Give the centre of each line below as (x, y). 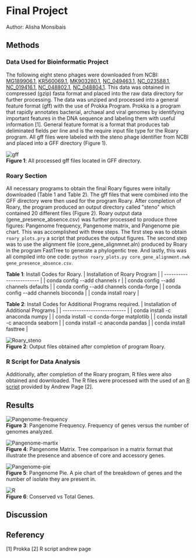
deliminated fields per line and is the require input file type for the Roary (92, 130)
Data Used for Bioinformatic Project (57, 62)
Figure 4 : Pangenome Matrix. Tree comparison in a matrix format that (90, 449)
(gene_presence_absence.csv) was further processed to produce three (92, 219)
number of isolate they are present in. (51, 479)
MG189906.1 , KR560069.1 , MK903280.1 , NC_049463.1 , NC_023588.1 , (88, 81)
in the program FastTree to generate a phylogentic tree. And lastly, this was (96, 250)
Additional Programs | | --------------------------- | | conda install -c (88, 310)
